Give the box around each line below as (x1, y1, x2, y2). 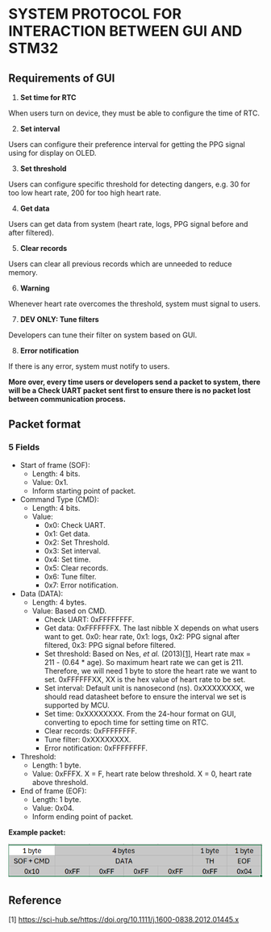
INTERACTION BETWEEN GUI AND (8, 22, 243, 40)
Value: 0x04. (31, 803, 75, 813)
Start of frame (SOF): (19, 460, 90, 470)
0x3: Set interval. (44, 545, 101, 555)
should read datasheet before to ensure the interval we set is (44, 692, 247, 701)
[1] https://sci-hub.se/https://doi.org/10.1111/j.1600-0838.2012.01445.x (8, 915, 240, 925)
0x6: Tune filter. (44, 571, 97, 581)
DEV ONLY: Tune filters (19, 315, 99, 324)
